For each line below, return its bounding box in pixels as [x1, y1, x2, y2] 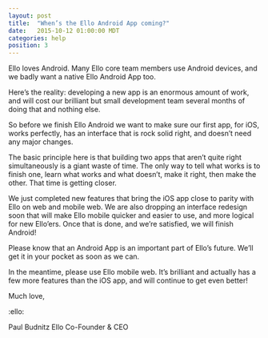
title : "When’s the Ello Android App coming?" [8, 19, 170, 27]
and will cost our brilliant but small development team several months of [8, 96, 246, 106]
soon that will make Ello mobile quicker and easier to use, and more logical [8, 211, 254, 220]
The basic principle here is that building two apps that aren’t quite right [8, 153, 242, 163]
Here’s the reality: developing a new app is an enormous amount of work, [8, 87, 250, 97]
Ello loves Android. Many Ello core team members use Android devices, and [8, 63, 258, 73]
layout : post [8, 11, 52, 20]
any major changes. [8, 137, 74, 147]
